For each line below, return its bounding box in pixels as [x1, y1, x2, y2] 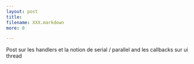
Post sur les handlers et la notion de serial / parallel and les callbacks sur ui [6, 46, 188, 53]
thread [6, 52, 22, 59]
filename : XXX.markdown [6, 19, 65, 25]
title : [6, 14, 22, 20]
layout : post [6, 8, 38, 15]
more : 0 [6, 25, 25, 31]
